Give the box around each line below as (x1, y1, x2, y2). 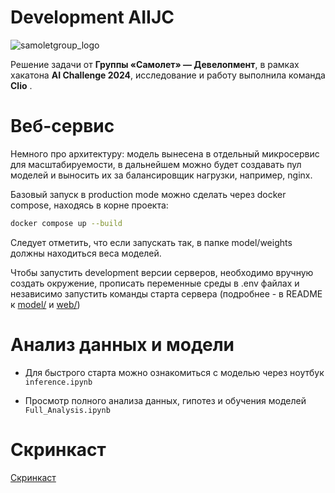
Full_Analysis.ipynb (24, 405, 111, 415)
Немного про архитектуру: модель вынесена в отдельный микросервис (10, 147, 320, 160)
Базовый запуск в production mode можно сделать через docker (10, 188, 287, 200)
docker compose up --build (10, 218, 123, 228)
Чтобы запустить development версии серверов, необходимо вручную (10, 266, 314, 278)
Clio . (10, 79, 33, 91)
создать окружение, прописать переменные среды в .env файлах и (10, 277, 300, 289)
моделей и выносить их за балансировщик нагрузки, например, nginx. (10, 169, 313, 181)
